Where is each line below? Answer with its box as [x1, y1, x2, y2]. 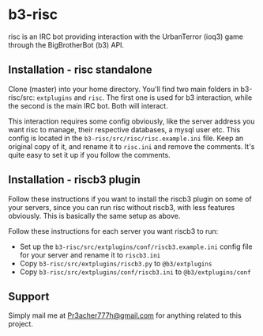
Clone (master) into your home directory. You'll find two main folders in [8, 84, 239, 94]
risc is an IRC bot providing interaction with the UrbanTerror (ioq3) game [8, 32, 243, 41]
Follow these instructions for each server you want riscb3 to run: [8, 226, 219, 235]
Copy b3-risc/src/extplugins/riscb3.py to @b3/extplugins [19, 258, 212, 268]
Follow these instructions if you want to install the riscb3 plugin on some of [8, 194, 253, 204]
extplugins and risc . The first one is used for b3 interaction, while [36, 93, 253, 102]
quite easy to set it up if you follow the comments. [8, 150, 171, 159]
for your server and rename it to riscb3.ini [19, 250, 161, 259]
